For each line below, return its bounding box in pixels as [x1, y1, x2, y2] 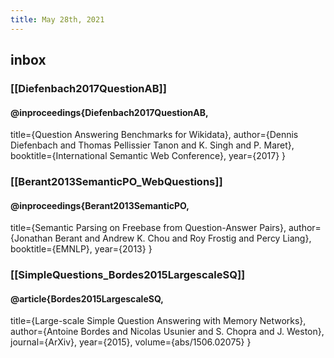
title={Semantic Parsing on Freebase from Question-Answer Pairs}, [10, 222, 287, 234]
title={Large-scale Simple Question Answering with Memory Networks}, [10, 315, 307, 327]
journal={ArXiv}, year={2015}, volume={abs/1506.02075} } [10, 336, 252, 348]
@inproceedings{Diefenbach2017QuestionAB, [10, 106, 209, 118]
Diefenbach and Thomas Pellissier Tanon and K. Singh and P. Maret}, [10, 139, 295, 151]
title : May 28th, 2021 [10, 14, 105, 25]
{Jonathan [10, 232, 53, 245]
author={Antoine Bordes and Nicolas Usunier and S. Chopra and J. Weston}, [10, 326, 325, 338]
